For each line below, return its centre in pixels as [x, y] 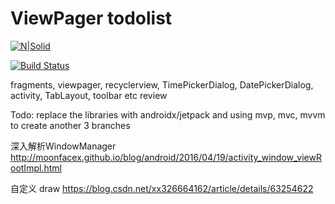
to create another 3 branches [70, 125]
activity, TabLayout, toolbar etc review [89, 95]
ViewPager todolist [91, 18]
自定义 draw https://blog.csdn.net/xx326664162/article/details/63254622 [162, 188]
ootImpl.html [36, 168]
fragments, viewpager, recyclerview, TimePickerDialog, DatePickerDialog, [162, 84]
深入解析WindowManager [63, 146]
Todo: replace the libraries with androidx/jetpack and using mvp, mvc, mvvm [168, 114]
